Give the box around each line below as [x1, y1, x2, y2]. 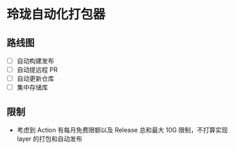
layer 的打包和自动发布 [16, 135, 82, 143]
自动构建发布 [16, 57, 54, 65]
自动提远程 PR [16, 65, 58, 74]
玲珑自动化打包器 [6, 6, 106, 23]
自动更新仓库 [16, 75, 54, 83]
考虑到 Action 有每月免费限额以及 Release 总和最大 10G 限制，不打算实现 [16, 126, 228, 135]
